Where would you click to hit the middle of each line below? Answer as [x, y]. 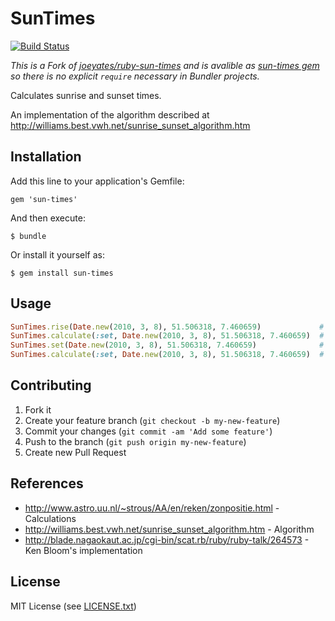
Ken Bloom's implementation [83, 550]
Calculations [50, 518]
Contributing [51, 385]
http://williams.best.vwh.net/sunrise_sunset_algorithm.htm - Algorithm [169, 529]
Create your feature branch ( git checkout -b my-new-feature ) [152, 420]
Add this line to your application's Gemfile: [97, 181]
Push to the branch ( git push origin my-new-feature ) [135, 441]
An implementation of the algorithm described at [110, 114]
